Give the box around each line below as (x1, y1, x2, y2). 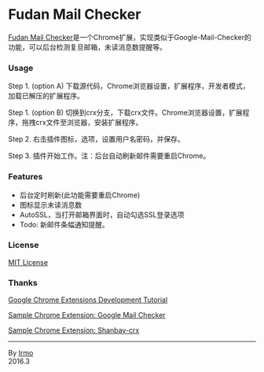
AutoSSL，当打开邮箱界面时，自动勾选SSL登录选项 (19, 210, 185, 219)
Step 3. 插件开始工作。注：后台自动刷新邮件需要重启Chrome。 (8, 151, 211, 160)
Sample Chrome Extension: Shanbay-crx (8, 326, 140, 335)
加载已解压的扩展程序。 (8, 91, 84, 101)
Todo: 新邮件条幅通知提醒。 (19, 219, 110, 229)
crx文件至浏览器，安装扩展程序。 (35, 118, 143, 127)
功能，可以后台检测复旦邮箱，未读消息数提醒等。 (8, 42, 167, 52)
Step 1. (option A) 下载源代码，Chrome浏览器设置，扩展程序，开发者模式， (8, 81, 250, 91)
